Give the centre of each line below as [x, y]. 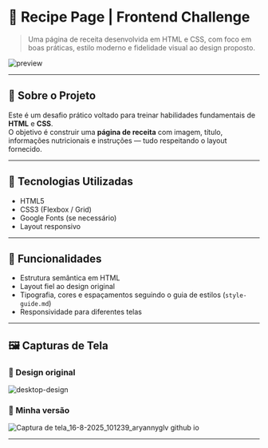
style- [236, 295]
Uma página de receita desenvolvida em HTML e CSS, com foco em [140, 39]
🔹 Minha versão [39, 410]
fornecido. [25, 149]
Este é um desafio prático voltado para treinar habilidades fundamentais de [132, 115]
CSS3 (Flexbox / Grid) [55, 209]
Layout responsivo [50, 226]
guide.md [34, 304]
